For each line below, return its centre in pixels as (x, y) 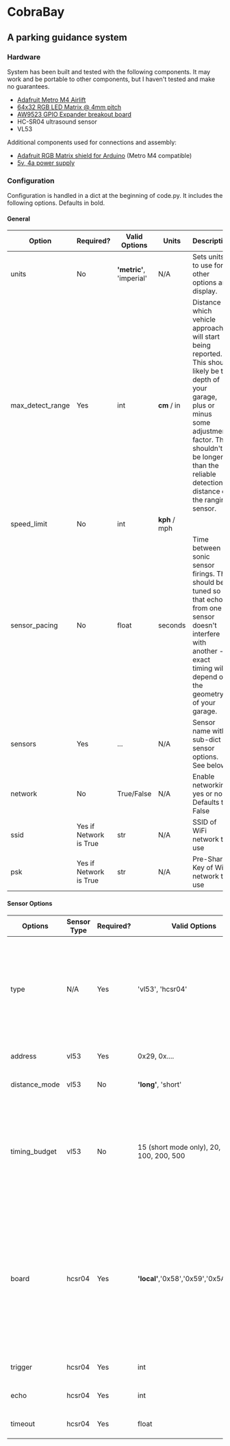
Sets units (208, 257)
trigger (22, 1367)
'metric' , (131, 270)
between (207, 548)
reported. (207, 354)
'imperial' (132, 278)
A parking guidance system (67, 37)
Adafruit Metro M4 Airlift (51, 100)
